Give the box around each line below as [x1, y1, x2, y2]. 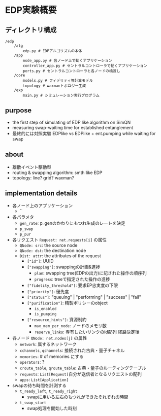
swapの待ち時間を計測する [12, 382, 67, 388]
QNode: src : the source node [19, 243, 78, 248]
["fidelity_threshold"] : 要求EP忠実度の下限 [27, 282, 118, 288]
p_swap [19, 227, 33, 232]
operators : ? [19, 359, 45, 365]
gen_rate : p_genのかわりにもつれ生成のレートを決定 [19, 220, 126, 226]
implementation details [5, 189, 78, 198]
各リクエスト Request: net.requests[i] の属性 [12, 237, 107, 243]
